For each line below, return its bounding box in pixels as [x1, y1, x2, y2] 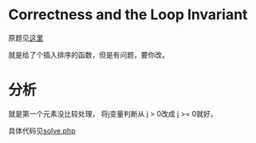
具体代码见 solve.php [8, 125, 76, 135]
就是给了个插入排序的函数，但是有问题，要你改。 [8, 50, 169, 59]
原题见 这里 [8, 33, 44, 42]
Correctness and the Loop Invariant [8, 6, 248, 24]
